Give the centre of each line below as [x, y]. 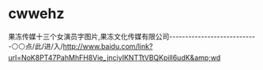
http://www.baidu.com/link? [108, 46]
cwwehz [36, 14]
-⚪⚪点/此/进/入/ [36, 46]
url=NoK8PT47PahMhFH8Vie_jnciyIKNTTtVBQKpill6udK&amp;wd [115, 57]
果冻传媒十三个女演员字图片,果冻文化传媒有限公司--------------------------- [131, 36]
